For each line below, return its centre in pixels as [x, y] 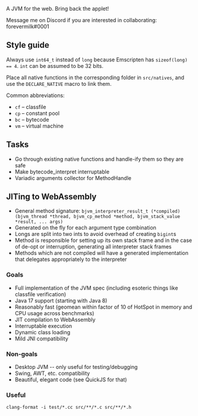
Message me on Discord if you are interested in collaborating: [82, 20]
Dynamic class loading [43, 332]
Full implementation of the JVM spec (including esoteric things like [96, 288]
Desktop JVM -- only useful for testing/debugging [76, 367]
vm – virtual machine [39, 126]
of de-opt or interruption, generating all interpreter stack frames [93, 247]
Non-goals [22, 354]
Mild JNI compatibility [41, 339]
